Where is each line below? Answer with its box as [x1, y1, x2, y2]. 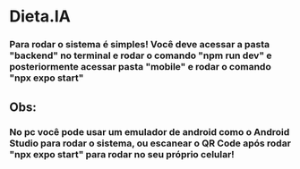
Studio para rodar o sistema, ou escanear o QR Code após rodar [9, 137, 291, 149]
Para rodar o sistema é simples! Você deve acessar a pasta [9, 38, 270, 51]
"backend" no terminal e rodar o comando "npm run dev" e [9, 49, 272, 62]
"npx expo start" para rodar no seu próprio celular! [9, 148, 235, 161]
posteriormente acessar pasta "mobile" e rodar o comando [9, 61, 271, 73]
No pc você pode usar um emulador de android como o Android [9, 126, 290, 139]
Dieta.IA [9, 6, 72, 27]
